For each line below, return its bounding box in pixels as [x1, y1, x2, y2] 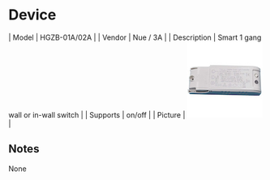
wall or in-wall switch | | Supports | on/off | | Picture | [8, 109, 186, 119]
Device [8, 6, 57, 24]
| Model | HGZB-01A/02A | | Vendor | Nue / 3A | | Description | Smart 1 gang [8, 32, 262, 42]
